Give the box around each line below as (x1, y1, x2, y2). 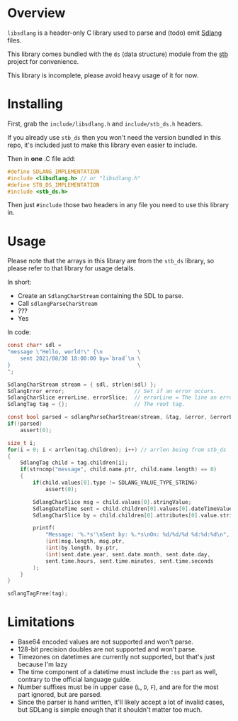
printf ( (33, 524, 55, 532)
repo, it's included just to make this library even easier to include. (7, 141, 198, 149)
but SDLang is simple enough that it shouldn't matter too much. (17, 705, 203, 714)
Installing (7, 96, 64, 112)
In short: (7, 278, 32, 287)
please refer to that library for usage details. (7, 264, 136, 273)
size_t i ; (7, 439, 37, 446)
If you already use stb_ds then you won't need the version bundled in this (7, 133, 222, 141)
